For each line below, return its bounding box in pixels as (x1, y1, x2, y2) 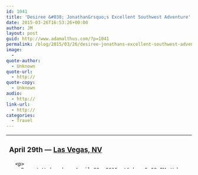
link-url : (6, 101, 31, 107)
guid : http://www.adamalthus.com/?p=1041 (6, 36, 110, 42)
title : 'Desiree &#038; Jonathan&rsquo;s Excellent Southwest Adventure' (6, 14, 192, 20)
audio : (6, 90, 22, 96)
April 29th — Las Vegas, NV (9, 145, 103, 154)
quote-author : (6, 58, 41, 63)
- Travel (11, 118, 33, 124)
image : (6, 47, 22, 53)
